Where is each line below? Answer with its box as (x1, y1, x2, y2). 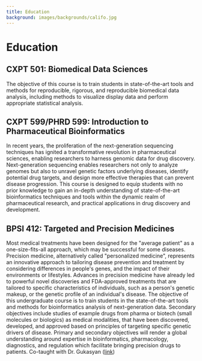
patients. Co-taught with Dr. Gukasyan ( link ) (6, 348, 115, 356)
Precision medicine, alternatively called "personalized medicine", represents (6, 252, 195, 259)
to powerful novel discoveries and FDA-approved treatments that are (6, 278, 176, 285)
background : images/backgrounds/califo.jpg (6, 14, 117, 20)
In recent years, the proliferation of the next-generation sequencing (6, 142, 174, 149)
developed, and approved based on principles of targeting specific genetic (6, 322, 191, 330)
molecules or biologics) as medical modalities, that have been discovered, (6, 316, 189, 324)
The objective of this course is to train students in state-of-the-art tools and (6, 80, 194, 87)
